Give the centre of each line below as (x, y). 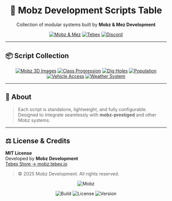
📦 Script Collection (37, 56)
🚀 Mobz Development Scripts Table (86, 10)
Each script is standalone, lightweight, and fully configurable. (82, 109)
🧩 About (18, 97)
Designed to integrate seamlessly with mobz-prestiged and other (87, 115)
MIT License (19, 153)
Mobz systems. (34, 120)
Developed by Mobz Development (42, 159)
